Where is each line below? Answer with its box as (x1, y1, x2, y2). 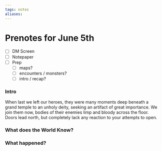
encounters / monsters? (19, 70, 67, 76)
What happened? (5, 139, 46, 146)
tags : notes (5, 7, 29, 12)
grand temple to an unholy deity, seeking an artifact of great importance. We (5, 105, 158, 110)
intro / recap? (19, 75, 46, 81)
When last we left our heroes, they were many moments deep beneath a (5, 99, 149, 105)
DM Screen (12, 48, 35, 54)
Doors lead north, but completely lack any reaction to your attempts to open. (5, 115, 158, 121)
